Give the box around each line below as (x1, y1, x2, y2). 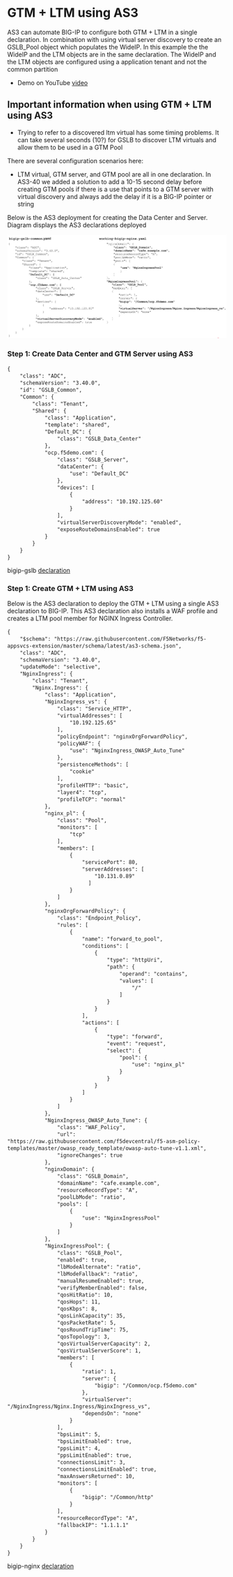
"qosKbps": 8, (56, 1306, 98, 1313)
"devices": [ (56, 484, 95, 491)
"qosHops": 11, (56, 1299, 101, 1306)
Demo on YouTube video (17, 78, 88, 87)
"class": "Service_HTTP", (56, 705, 132, 712)
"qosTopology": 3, (56, 1333, 111, 1340)
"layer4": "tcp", (56, 789, 108, 796)
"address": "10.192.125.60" (81, 498, 163, 505)
